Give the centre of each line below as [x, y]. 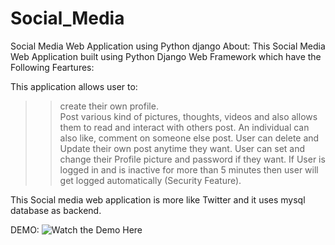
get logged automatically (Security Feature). [150, 180]
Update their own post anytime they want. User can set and [182, 148]
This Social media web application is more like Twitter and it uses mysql [158, 199]
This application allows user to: [74, 86]
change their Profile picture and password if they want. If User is [192, 159]
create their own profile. [109, 106]
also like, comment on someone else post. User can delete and [189, 138]
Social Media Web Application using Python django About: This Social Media [168, 46]
